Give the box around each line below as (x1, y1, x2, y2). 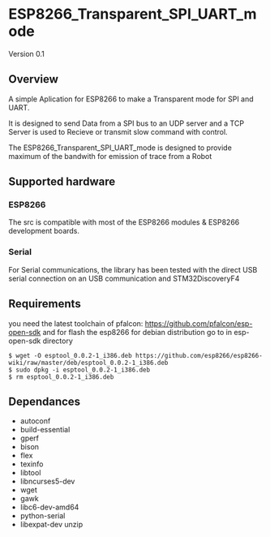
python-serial (19, 511, 66, 521)
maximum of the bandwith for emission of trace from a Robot (8, 151, 212, 161)
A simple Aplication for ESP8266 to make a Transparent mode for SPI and (8, 94, 254, 104)
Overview (8, 72, 59, 86)
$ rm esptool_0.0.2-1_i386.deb (8, 372, 114, 381)
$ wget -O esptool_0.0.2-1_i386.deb (8, 351, 132, 359)
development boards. (8, 226, 79, 236)
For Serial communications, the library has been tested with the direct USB (8, 264, 258, 274)
